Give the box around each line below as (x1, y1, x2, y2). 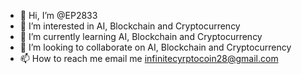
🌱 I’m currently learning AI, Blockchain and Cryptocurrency (19, 31, 263, 42)
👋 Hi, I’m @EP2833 (19, 10, 98, 21)
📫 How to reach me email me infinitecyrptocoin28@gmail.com (19, 53, 279, 64)
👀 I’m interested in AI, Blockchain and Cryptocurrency (19, 20, 241, 32)
